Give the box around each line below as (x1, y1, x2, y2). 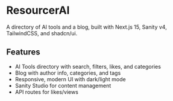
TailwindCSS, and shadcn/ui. (6, 29, 78, 36)
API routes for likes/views (14, 88, 78, 96)
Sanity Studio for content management (14, 82, 112, 89)
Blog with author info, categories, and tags (14, 69, 121, 76)
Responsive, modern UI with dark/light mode (14, 75, 126, 82)
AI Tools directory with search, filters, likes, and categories (14, 63, 162, 70)
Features (6, 47, 40, 57)
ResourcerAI (6, 4, 70, 17)
